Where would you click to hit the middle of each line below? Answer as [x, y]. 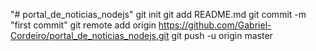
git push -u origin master [222, 35]
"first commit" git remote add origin [83, 25]
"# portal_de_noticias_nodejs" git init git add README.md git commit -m [158, 14]
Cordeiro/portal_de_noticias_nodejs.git [90, 35]
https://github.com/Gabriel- [215, 25]
